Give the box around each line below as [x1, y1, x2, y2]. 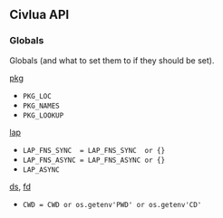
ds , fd [9, 181, 32, 192]
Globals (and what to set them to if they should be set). [9, 54, 215, 66]
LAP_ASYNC [22, 165, 61, 175]
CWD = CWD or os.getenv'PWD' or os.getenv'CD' [22, 200, 202, 209]
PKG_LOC [22, 91, 52, 100]
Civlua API [9, 7, 70, 23]
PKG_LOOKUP [22, 110, 64, 120]
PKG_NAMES [22, 101, 61, 110]
